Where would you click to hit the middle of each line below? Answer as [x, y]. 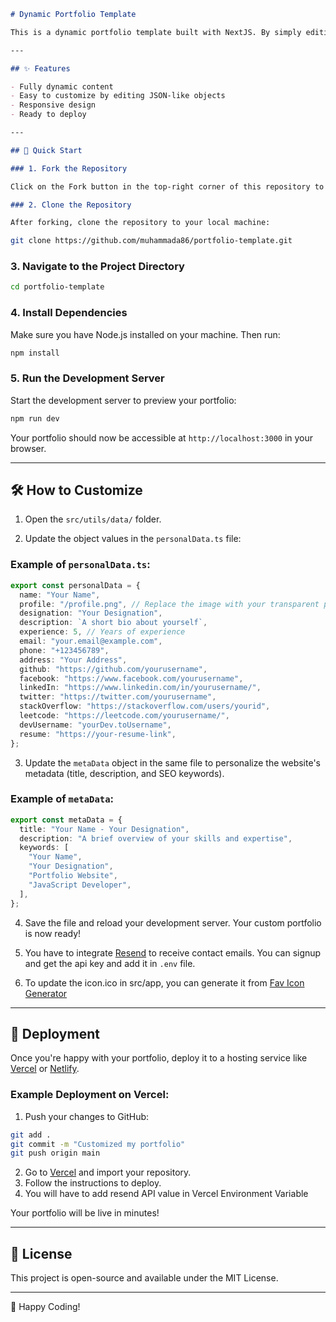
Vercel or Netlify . [45, 1069]
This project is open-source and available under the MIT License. [144, 1278]
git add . [31, 1135]
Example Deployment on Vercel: [90, 1095]
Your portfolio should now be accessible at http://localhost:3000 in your [162, 437]
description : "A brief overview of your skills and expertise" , [156, 838]
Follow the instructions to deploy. [93, 1183]
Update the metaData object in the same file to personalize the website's [172, 762]
